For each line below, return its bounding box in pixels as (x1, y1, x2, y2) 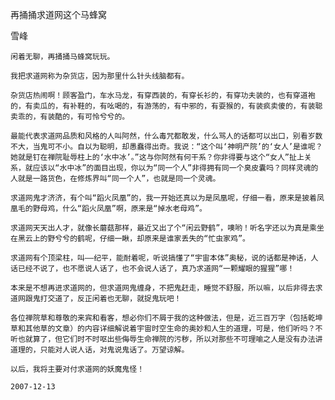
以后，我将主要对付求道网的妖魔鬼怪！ (10, 364, 145, 374)
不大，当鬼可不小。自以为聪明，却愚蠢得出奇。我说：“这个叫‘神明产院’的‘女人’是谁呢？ (10, 142, 323, 152)
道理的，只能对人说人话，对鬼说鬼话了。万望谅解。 (10, 345, 190, 355)
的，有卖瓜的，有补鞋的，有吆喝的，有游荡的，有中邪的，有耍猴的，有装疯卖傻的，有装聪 (10, 101, 323, 111)
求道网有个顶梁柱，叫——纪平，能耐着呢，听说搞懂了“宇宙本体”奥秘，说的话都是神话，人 (10, 253, 319, 263)
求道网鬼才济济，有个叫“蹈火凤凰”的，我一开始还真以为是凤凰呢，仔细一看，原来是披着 (10, 193, 317, 203)
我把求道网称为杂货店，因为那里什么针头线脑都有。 (10, 71, 190, 81)
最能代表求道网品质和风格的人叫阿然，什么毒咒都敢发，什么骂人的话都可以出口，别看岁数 (10, 131, 323, 141)
